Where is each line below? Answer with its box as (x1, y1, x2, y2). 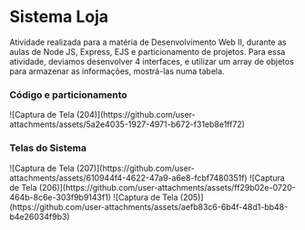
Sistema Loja (9, 6, 109, 27)
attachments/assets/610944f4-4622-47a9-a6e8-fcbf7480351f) (9, 172, 248, 183)
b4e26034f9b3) (9, 211, 70, 222)
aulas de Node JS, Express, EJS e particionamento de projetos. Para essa (9, 46, 286, 57)
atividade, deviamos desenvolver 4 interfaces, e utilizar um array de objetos (9, 56, 294, 67)
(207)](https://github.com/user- (76, 162, 196, 173)
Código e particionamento (9, 89, 127, 101)
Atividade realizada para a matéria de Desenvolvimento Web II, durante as (9, 37, 287, 47)
